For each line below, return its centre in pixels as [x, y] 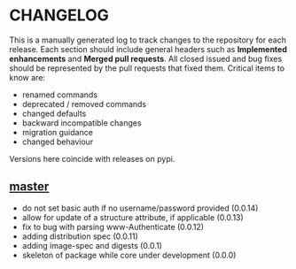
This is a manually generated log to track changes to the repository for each [148, 40]
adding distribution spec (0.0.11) [80, 236]
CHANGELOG [59, 15]
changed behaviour [58, 142]
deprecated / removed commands [84, 104]
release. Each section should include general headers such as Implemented [148, 49]
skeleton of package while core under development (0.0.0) [129, 255]
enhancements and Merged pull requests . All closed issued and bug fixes [146, 58]
